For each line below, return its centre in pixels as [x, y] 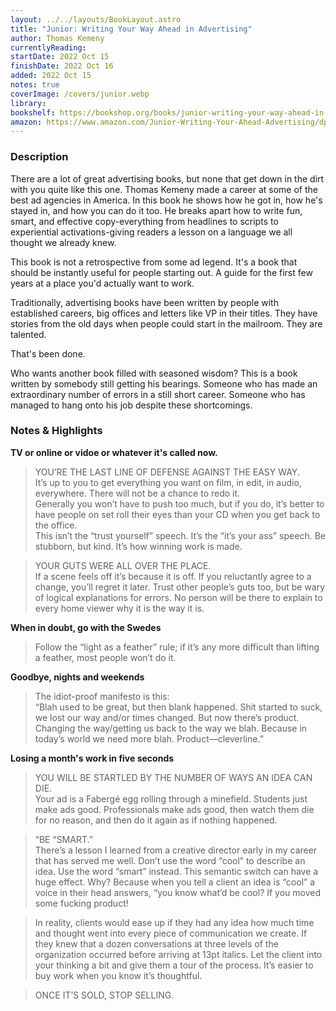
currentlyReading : [48, 47]
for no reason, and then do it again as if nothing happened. [156, 820]
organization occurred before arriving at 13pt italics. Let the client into [178, 954]
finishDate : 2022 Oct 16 [62, 66]
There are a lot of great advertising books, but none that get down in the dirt [167, 178]
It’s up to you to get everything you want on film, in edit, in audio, [168, 482]
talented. [28, 334]
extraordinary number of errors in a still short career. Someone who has [158, 394]
